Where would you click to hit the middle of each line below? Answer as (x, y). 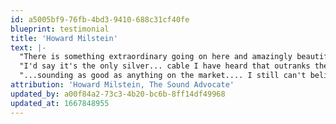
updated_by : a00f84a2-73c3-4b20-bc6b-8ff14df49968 (118, 94)
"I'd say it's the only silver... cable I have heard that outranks (165, 66)
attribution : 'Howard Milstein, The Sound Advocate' (122, 85)
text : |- (28, 47)
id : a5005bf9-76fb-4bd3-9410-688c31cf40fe (100, 19)
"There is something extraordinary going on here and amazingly (156, 57)
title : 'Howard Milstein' (64, 38)
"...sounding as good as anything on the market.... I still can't (163, 76)
